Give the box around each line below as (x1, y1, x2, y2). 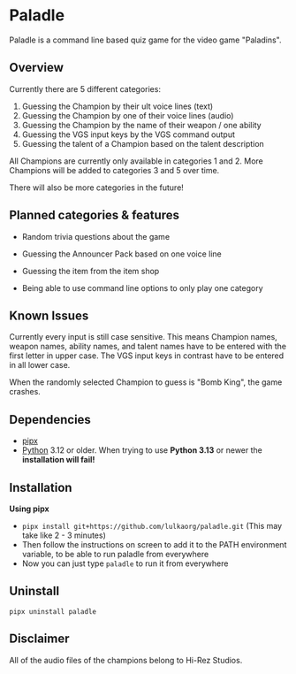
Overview (9, 60, 65, 75)
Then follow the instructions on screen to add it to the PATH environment (21, 540, 287, 549)
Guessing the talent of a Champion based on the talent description (21, 138, 265, 149)
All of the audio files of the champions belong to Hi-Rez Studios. (9, 655, 243, 665)
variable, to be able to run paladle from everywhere (21, 549, 209, 559)
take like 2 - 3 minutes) (21, 530, 106, 540)
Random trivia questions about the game (21, 231, 171, 241)
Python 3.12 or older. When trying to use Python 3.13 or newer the (21, 445, 263, 456)
